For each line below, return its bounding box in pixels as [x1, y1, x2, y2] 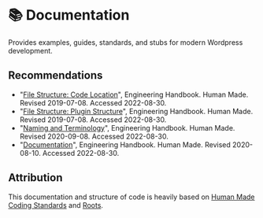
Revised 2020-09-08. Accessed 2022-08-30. [19, 131, 169, 141]
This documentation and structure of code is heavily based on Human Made [8, 192, 255, 201]
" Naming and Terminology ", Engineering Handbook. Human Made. [19, 123, 235, 132]
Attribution [8, 171, 63, 185]
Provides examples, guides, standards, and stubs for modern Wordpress [8, 37, 243, 47]
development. [8, 46, 53, 55]
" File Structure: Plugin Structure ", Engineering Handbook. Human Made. [19, 106, 254, 116]
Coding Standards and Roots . [8, 200, 104, 209]
